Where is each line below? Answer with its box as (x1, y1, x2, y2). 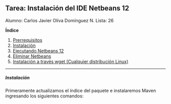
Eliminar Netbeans (12, 53, 51, 59)
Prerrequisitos (12, 37, 42, 43)
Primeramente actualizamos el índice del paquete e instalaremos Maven (5, 87, 156, 93)
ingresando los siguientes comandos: (5, 93, 84, 99)
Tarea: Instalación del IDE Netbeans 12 (5, 4, 129, 13)
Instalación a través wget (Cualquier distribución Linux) (12, 58, 129, 65)
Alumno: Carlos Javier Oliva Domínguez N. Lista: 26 (5, 17, 114, 23)
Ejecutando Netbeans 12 (12, 47, 64, 54)
